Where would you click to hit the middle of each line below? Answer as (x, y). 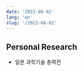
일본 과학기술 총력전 (38, 62)
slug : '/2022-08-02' (32, 23)
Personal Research (42, 47)
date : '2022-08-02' (30, 12)
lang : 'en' (20, 17)
